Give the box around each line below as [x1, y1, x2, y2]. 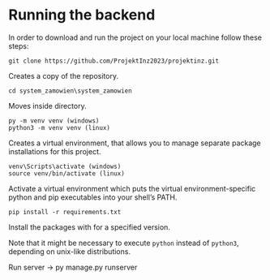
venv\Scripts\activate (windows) [8, 162, 122, 170]
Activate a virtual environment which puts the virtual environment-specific [8, 183, 256, 193]
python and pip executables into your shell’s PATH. [8, 192, 178, 202]
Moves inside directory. [8, 101, 87, 110]
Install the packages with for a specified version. [8, 222, 170, 232]
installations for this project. [8, 146, 101, 156]
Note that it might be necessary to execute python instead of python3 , [8, 238, 239, 248]
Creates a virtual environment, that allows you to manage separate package [8, 138, 261, 148]
